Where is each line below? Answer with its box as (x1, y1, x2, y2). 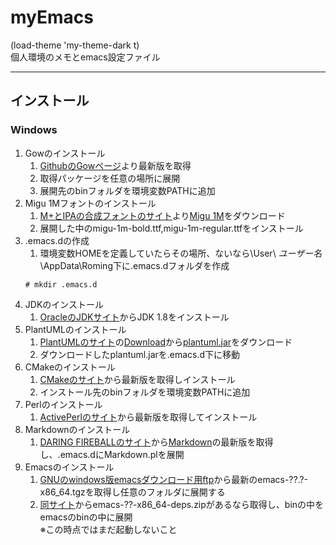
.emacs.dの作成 (24, 234, 90, 246)
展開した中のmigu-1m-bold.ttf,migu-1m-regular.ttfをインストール (39, 222, 304, 234)
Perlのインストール (24, 398, 103, 410)
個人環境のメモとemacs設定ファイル (10, 51, 161, 63)
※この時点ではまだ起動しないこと (39, 523, 178, 535)
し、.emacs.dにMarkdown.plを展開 (39, 448, 185, 460)
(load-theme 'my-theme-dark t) (10, 39, 140, 51)
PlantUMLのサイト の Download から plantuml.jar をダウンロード (39, 336, 293, 348)
